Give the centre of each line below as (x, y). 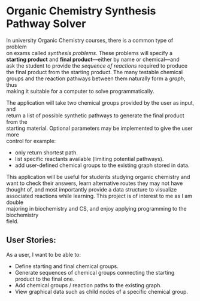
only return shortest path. (46, 152)
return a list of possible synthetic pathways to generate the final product (95, 115)
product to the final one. (45, 279)
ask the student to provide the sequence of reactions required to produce (97, 66)
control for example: (31, 141)
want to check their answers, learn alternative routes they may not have (95, 183)
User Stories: (31, 240)
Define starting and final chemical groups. (66, 266)
